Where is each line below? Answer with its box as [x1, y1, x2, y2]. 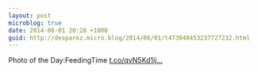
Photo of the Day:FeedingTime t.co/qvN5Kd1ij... [8, 56, 163, 65]
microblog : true [8, 19, 62, 27]
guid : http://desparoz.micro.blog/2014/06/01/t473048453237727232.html [8, 33, 250, 42]
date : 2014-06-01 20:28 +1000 [8, 26, 109, 34]
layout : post [8, 11, 52, 20]
